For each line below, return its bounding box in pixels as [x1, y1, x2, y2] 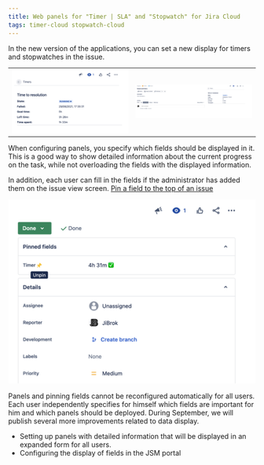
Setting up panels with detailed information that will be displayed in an [19, 432, 247, 441]
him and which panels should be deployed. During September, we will [8, 408, 234, 418]
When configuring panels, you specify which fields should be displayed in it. [8, 144, 255, 153]
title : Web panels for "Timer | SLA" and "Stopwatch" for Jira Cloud [8, 13, 241, 20]
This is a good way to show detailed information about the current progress [8, 152, 252, 161]
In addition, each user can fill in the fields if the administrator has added [8, 175, 241, 185]
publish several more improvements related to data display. [8, 416, 200, 426]
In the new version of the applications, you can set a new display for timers [8, 43, 251, 53]
